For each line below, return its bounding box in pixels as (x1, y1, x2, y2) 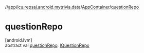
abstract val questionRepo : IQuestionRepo (5, 42, 90, 48)
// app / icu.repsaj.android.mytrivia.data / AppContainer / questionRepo (5, 4, 139, 10)
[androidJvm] (5, 37, 33, 43)
